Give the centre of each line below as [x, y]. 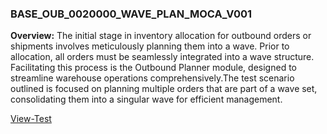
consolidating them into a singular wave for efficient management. [146, 99]
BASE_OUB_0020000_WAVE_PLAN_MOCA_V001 [131, 14]
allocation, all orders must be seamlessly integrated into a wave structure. [162, 57]
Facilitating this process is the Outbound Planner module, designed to [153, 68]
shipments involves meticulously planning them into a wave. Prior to [150, 46]
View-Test [31, 119]
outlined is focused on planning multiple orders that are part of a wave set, [164, 89]
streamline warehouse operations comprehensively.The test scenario [152, 78]
